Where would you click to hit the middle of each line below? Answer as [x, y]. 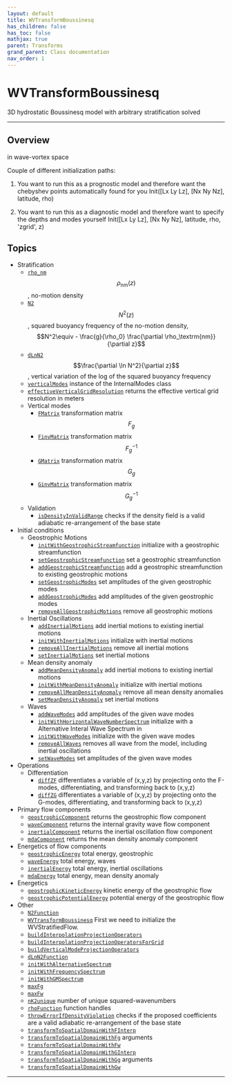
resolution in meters [56, 398]
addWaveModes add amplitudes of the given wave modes [116, 714]
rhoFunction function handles [69, 1008]
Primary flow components [54, 809]
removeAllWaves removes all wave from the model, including [122, 744]
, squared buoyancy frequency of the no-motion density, [108, 325]
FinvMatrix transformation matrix [85, 436]
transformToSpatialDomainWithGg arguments [90, 1060]
